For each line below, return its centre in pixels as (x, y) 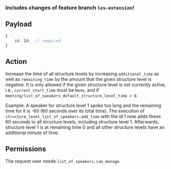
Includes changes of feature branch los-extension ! (70, 8)
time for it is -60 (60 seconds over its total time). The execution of (75, 111)
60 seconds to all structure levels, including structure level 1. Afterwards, (82, 122)
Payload (19, 24)
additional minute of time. (32, 133)
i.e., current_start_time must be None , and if (52, 90)
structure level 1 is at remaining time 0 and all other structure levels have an (85, 128)
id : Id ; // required (37, 41)
